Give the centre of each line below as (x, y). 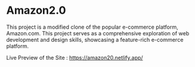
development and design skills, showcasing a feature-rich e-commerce (95, 39)
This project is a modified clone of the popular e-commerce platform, (92, 27)
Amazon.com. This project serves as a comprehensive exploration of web (98, 33)
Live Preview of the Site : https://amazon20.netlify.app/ (75, 57)
